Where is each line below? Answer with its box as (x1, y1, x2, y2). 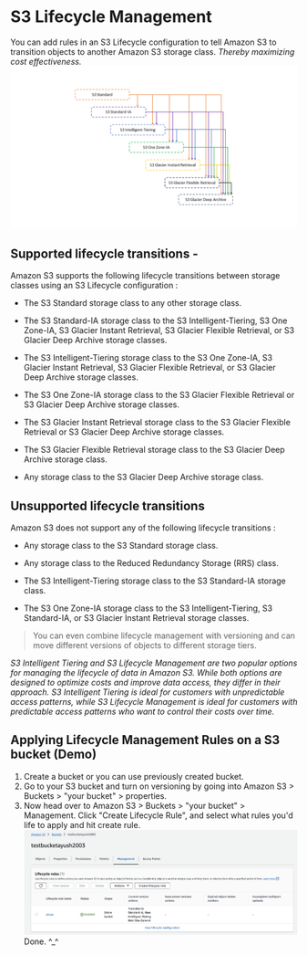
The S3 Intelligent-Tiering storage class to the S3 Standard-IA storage (23, 575, 286, 586)
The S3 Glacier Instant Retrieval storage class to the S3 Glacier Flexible (23, 417, 291, 428)
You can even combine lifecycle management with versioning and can (32, 630, 295, 641)
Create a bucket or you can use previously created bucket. (23, 771, 244, 782)
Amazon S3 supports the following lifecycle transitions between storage (10, 270, 281, 281)
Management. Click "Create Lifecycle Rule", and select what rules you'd (23, 810, 294, 821)
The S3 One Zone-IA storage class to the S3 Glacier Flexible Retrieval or (23, 390, 295, 401)
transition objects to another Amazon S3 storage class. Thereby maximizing (10, 46, 295, 57)
